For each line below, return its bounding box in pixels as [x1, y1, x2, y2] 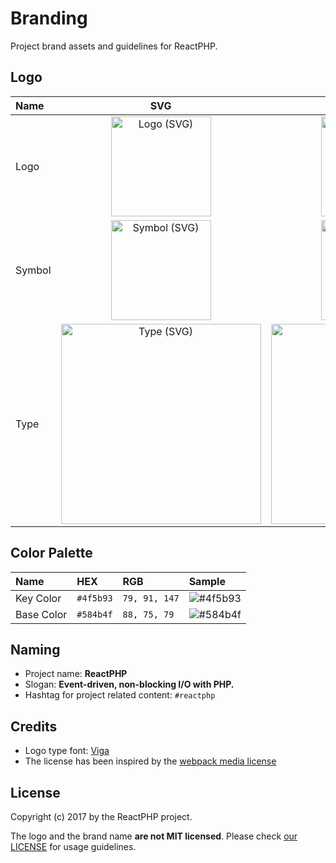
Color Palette [10, 545, 93, 562]
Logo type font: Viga [24, 745, 110, 757]
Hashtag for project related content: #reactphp [24, 689, 216, 701]
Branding [10, 7, 88, 30]
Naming [10, 641, 61, 658]
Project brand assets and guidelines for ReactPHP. [10, 40, 218, 52]
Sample [188, 574, 226, 588]
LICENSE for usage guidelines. [10, 841, 137, 852]
